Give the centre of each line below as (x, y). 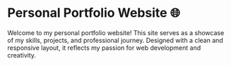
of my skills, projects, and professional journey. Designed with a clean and (115, 40)
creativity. (22, 55)
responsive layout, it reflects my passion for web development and (104, 48)
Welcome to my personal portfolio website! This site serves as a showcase (116, 32)
